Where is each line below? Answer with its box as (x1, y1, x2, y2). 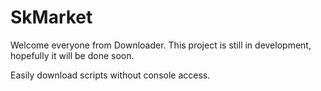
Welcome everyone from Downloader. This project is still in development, (10, 39, 312, 51)
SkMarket (10, 6, 93, 29)
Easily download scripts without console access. (10, 69, 211, 81)
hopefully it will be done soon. (10, 49, 135, 61)
